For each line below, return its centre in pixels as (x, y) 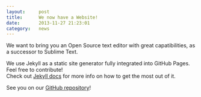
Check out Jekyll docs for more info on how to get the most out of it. (91, 76)
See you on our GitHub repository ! (49, 88)
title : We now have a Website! (52, 17)
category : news (28, 28)
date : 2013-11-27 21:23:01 (48, 23)
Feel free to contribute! (35, 70)
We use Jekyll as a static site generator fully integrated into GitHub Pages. (98, 63)
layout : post (28, 12)
